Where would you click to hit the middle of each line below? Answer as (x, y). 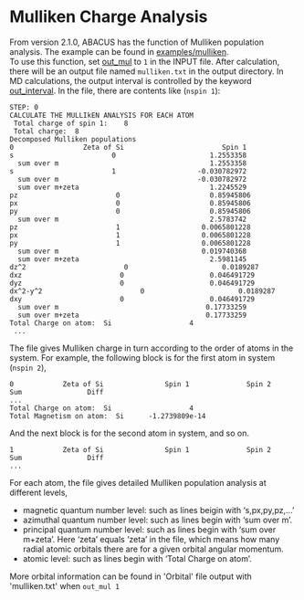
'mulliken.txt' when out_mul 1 (65, 585)
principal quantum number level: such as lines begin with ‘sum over (149, 529)
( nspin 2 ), (28, 367)
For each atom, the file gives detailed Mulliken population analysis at (138, 482)
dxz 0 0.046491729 (132, 275)
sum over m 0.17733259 (132, 307)
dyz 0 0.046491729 (132, 283)
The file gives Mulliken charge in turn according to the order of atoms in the (152, 348)
